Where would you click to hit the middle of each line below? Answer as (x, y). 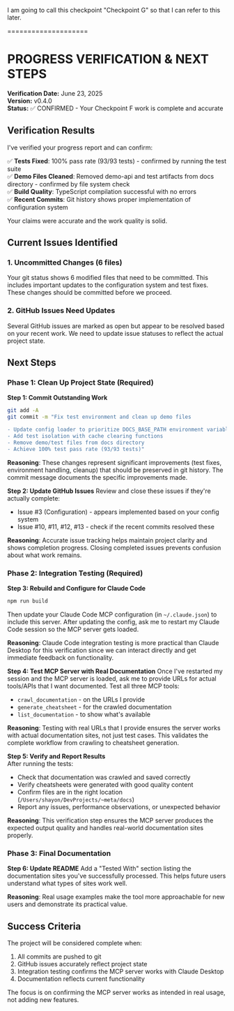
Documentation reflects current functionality (81, 979)
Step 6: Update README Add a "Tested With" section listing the (99, 869)
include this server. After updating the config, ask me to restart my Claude (114, 621)
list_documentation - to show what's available (84, 714)
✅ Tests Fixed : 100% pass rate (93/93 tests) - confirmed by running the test (117, 161)
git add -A (23, 411)
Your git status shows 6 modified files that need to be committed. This (108, 278)
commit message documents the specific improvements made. (97, 477)
